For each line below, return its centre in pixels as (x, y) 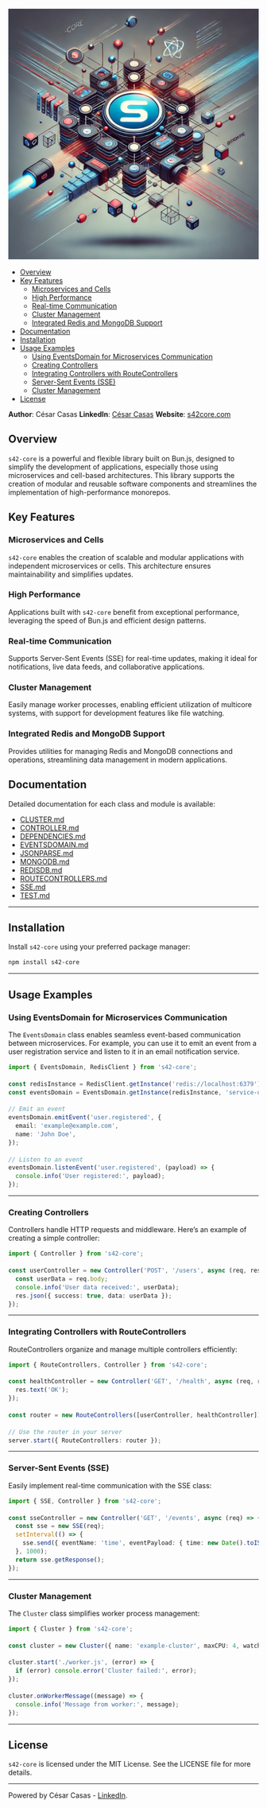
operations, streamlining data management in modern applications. (118, 760)
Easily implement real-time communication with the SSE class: (110, 1485)
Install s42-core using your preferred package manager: (99, 947)
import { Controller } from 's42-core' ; (76, 1254)
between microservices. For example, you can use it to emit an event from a (132, 1043)
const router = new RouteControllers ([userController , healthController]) (135, 1415)
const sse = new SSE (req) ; (60, 1526)
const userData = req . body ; (62, 1279)
